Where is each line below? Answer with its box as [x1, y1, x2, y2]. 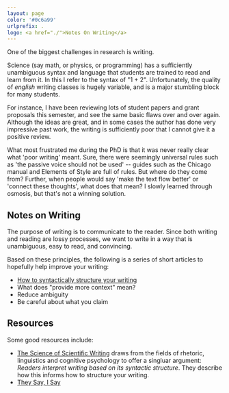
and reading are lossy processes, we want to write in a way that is [7, 235, 193, 243]
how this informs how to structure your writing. [16, 370, 149, 379]
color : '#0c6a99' [7, 16, 57, 23]
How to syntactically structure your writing [16, 276, 137, 284]
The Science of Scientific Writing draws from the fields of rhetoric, [16, 348, 205, 357]
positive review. [7, 133, 51, 141]
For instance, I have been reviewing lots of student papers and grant [7, 103, 200, 112]
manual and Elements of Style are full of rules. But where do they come [7, 168, 208, 176]
